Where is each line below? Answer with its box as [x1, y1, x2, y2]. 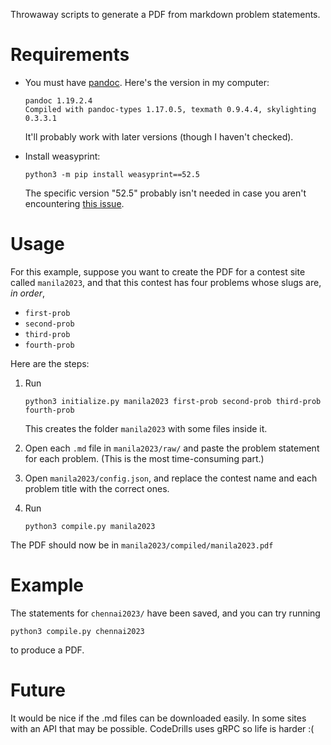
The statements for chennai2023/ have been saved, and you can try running [10, 607, 321, 619]
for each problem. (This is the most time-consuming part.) [24, 452, 265, 464]
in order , [10, 287, 46, 299]
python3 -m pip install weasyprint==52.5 [24, 169, 200, 179]
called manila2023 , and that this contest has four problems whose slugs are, [10, 276, 322, 288]
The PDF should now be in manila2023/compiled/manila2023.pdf [10, 539, 274, 551]
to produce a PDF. [10, 644, 85, 656]
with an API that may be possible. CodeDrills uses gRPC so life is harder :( [10, 722, 315, 734]
